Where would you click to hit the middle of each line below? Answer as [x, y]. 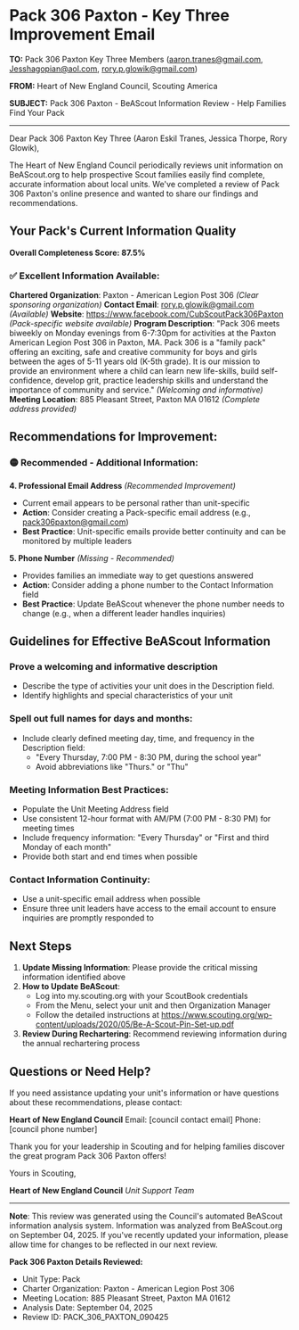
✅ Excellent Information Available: [85, 276]
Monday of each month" [67, 847]
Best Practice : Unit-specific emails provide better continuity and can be [154, 531]
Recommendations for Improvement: [113, 437]
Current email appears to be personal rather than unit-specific [136, 503]
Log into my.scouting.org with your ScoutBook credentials [141, 996]
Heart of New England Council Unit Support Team [102, 1190]
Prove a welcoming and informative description [113, 667]
